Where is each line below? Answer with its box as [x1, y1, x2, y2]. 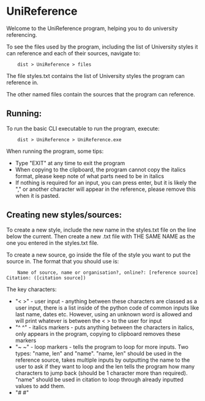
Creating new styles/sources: [6, 210, 122, 220]
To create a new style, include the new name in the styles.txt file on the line [6, 226, 196, 233]
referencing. [6, 31, 37, 38]
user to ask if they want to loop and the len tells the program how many [15, 362, 195, 370]
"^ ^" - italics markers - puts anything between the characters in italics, [15, 324, 195, 331]
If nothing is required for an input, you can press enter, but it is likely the [15, 179, 197, 186]
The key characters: [6, 286, 57, 293]
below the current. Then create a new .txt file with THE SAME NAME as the [6, 232, 195, 240]
